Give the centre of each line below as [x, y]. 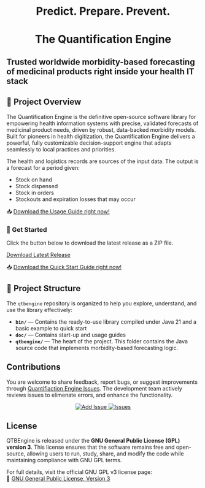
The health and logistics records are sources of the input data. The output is [102, 161]
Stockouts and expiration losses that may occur [75, 199]
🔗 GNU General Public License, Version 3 [58, 479]
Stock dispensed [37, 186]
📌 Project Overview [44, 102]
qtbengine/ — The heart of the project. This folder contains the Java [102, 341]
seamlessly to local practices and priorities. [61, 149]
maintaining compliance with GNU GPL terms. [64, 460]
